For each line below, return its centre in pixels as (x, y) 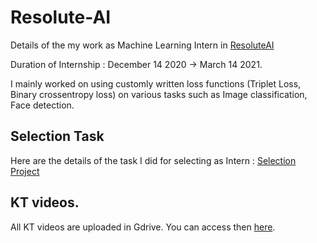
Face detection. (42, 105)
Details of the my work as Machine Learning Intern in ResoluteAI (142, 45)
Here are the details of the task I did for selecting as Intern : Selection (153, 160)
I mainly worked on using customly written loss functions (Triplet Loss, (156, 83)
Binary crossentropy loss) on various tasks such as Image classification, (159, 94)
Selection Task (57, 136)
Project (25, 171)
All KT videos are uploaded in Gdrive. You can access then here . (143, 227)
